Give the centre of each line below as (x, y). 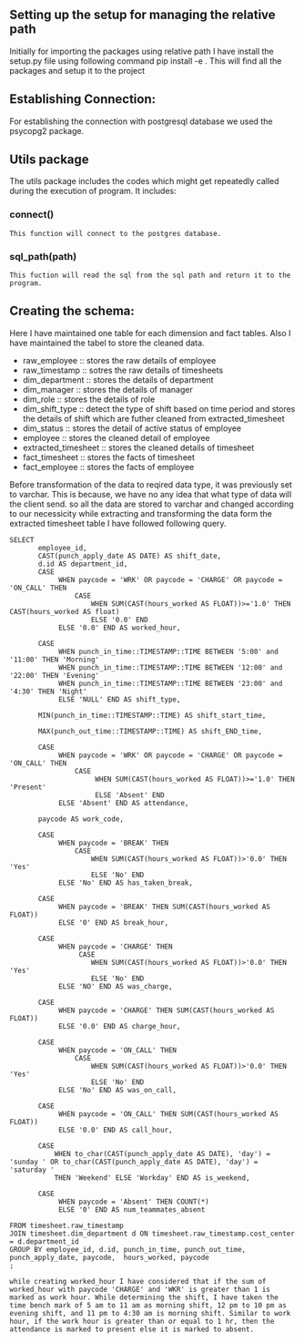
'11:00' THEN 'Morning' (55, 660)
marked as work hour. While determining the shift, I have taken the (144, 1297)
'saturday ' (32, 1170)
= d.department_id (44, 1241)
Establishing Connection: (83, 99)
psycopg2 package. (47, 130)
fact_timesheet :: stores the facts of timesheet (109, 457)
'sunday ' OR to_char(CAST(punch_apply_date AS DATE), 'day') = (134, 1162)
